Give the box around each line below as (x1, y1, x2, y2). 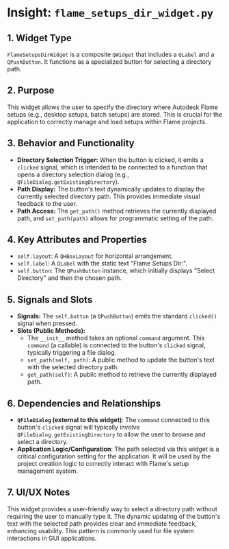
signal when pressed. (16, 319, 78, 327)
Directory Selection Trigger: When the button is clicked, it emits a (16, 156, 204, 164)
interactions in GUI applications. (7, 534, 97, 542)
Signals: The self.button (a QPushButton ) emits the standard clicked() (16, 312, 217, 320)
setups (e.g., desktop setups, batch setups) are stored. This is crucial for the (7, 110, 223, 118)
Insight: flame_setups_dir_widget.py (7, 5, 214, 21)
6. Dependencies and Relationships (7, 397, 161, 409)
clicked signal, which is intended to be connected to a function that (16, 163, 208, 171)
